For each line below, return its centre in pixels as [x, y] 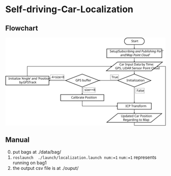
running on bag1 [30, 163]
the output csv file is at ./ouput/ [46, 168]
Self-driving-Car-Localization [69, 9]
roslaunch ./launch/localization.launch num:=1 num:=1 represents [84, 157]
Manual [17, 140]
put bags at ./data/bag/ [37, 152]
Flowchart [22, 28]
